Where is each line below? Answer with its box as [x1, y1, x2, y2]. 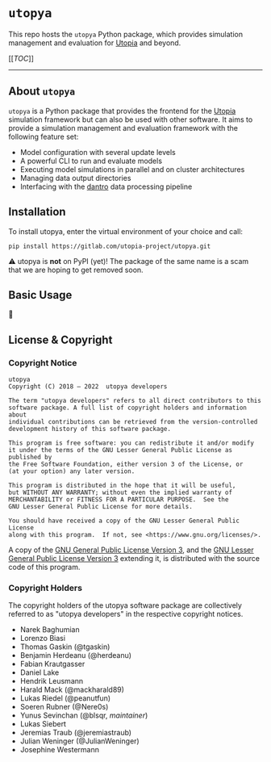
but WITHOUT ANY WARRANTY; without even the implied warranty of [8, 488, 232, 497]
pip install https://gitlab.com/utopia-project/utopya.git [8, 242, 211, 250]
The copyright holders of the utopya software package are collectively [8, 601, 242, 610]
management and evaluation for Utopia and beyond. [8, 38, 181, 48]
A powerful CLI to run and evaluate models [19, 156, 163, 165]
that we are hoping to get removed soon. [8, 265, 144, 274]
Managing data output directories [19, 173, 131, 182]
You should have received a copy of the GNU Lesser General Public [8, 517, 240, 525]
